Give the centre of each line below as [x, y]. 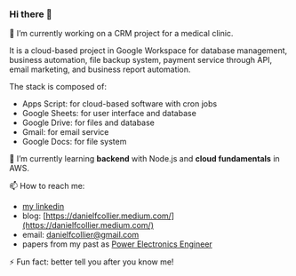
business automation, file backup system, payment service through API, [141, 60]
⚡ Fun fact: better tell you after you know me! [92, 262]
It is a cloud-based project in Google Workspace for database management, [148, 51]
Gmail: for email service [65, 132]
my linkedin [43, 207]
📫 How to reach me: [47, 186]
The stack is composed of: [58, 87]
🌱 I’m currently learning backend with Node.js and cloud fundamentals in [144, 159]
